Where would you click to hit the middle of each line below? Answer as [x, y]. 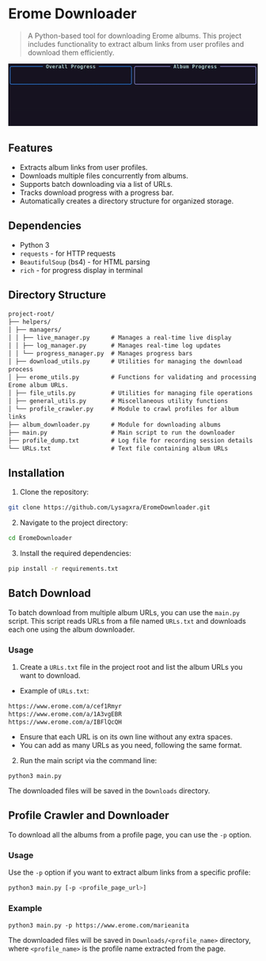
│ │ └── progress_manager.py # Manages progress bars [101, 354]
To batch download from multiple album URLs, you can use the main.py [124, 612]
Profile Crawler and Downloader [89, 816]
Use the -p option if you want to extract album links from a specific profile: [129, 872]
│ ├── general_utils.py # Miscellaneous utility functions [118, 401]
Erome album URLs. [38, 386]
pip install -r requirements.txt [63, 568]
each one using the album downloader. [72, 629]
